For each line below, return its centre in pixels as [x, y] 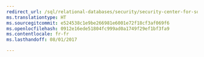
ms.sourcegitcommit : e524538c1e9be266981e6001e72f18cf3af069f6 [88, 23]
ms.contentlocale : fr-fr [38, 34]
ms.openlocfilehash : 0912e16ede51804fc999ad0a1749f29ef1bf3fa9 [88, 28]
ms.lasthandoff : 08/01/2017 [42, 40]
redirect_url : [24, 12]
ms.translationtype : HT [36, 17]
